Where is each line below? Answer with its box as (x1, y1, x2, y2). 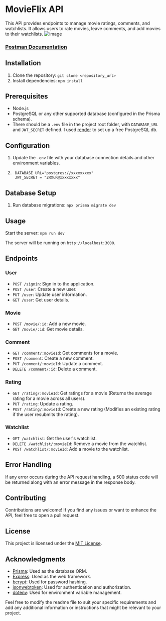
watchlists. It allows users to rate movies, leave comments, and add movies (5, 25, 161, 31)
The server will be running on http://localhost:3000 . (5, 240, 115, 246)
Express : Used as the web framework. (12, 574, 92, 580)
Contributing (5, 494, 46, 502)
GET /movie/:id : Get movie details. (12, 326, 84, 332)
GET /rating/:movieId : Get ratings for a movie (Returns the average (12, 390, 152, 396)
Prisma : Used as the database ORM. (12, 568, 88, 574)
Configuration (5, 141, 50, 150)
